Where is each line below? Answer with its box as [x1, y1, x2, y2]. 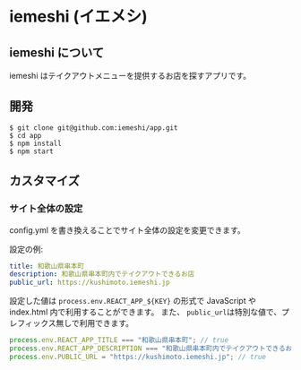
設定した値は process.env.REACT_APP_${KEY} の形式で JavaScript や [9, 296, 257, 306]
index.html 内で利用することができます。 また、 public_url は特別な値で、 [9, 306, 282, 317]
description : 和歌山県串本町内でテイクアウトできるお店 [9, 270, 195, 279]
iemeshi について [9, 45, 105, 60]
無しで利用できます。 [56, 318, 134, 329]
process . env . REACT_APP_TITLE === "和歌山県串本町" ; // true [9, 336, 229, 345]
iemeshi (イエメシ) [9, 6, 148, 27]
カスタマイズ [9, 174, 81, 189]
